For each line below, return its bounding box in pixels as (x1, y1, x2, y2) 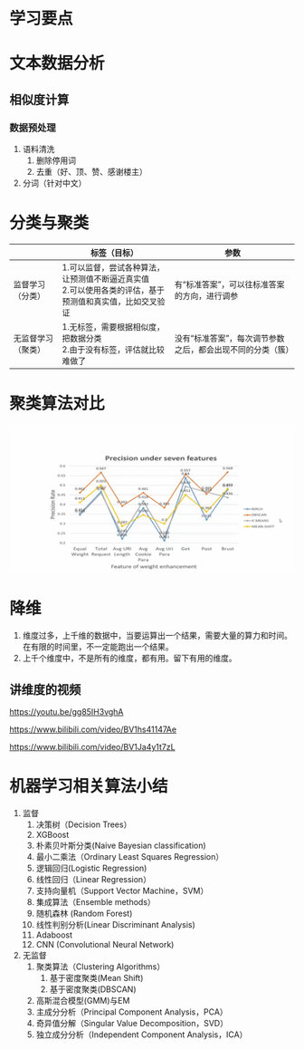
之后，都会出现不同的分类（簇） (174, 344, 294, 354)
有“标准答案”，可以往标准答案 (174, 278, 285, 290)
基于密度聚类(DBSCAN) (49, 984, 138, 995)
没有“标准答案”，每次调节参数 (174, 332, 285, 343)
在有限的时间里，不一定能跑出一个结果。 (22, 641, 174, 652)
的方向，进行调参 (174, 290, 238, 301)
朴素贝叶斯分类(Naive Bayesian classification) (35, 840, 206, 851)
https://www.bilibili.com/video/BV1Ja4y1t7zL (9, 742, 176, 753)
